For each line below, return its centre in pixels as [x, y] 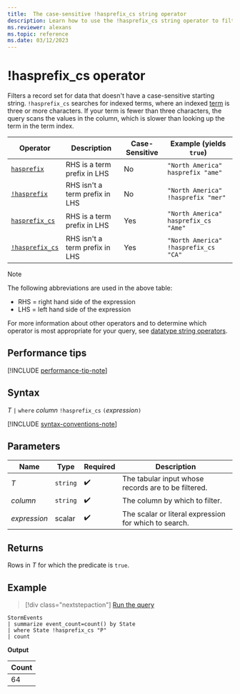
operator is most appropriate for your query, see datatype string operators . [117, 331]
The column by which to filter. [172, 501]
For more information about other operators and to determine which [107, 323]
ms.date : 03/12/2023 [38, 41]
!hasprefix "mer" [197, 198]
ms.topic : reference [38, 34]
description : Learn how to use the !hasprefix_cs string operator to [113, 21]
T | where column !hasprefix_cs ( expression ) [74, 410]
